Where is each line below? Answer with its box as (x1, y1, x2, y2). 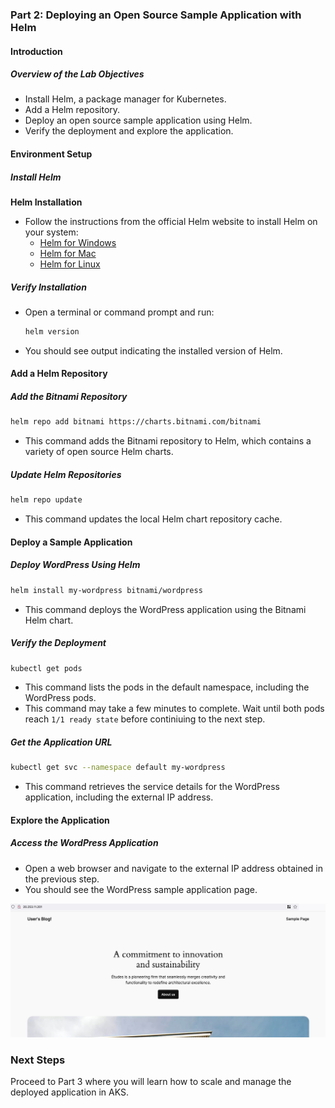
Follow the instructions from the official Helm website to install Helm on (24, 216, 318, 228)
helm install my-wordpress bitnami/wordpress (10, 585, 203, 595)
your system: (24, 226, 79, 238)
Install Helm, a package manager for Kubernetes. (24, 93, 227, 105)
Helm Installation (10, 196, 83, 208)
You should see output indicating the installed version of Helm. (24, 344, 283, 357)
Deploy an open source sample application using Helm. (24, 114, 253, 127)
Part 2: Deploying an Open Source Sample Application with (10, 8, 302, 22)
